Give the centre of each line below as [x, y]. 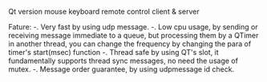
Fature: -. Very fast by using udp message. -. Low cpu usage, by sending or [133, 27]
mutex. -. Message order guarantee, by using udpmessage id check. [121, 69]
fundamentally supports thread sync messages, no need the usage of [123, 61]
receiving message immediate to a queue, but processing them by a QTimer [133, 35]
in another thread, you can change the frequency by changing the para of [130, 44]
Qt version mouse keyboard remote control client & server [104, 12]
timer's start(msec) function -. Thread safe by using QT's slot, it [113, 52]
